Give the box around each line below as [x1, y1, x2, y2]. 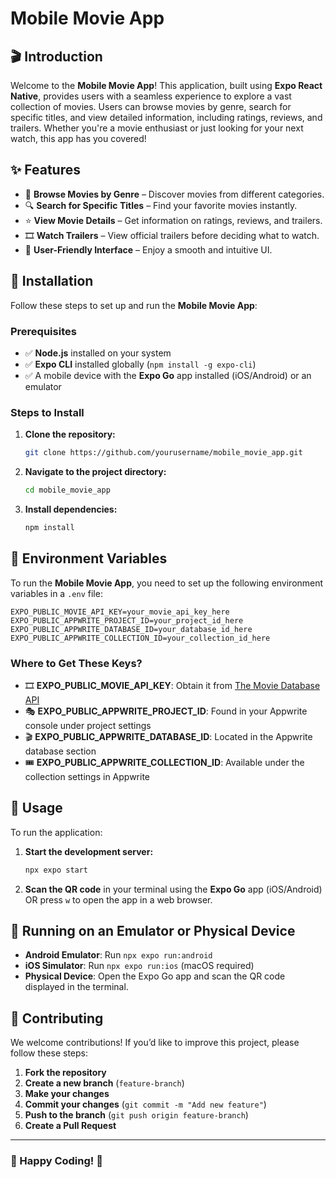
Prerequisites [10, 324, 77, 338]
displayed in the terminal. [24, 981, 129, 993]
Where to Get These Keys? [10, 656, 143, 670]
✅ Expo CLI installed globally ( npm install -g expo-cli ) [24, 358, 257, 370]
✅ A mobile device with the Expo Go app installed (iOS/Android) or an [24, 369, 312, 381]
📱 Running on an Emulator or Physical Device [10, 923, 296, 940]
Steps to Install [10, 405, 85, 419]
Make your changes [24, 1088, 110, 1100]
